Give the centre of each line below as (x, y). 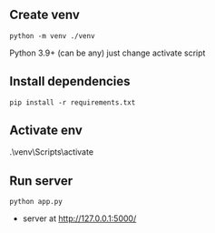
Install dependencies (70, 81)
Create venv (44, 15)
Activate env (46, 131)
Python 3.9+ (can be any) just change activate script (107, 53)
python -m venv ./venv (52, 35)
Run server (41, 181)
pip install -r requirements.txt (73, 102)
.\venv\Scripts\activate (51, 152)
